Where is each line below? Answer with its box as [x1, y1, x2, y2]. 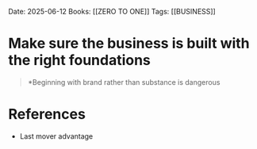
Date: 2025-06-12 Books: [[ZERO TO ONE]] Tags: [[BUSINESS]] [8, 7, 216, 16]
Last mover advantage [19, 131, 94, 141]
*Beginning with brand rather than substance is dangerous [27, 77, 221, 86]
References [8, 105, 86, 124]
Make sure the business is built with [8, 35, 250, 52]
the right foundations [8, 52, 151, 70]
